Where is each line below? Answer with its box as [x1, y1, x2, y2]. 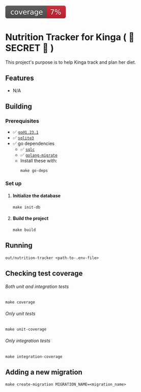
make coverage [5, 300, 36, 305]
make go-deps [20, 168, 48, 173]
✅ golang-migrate [20, 152, 58, 158]
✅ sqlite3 [12, 135, 34, 141]
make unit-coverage [5, 327, 47, 332]
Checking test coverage [5, 269, 83, 278]
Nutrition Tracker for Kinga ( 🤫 [5, 32, 135, 43]
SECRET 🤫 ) [5, 42, 54, 54]
